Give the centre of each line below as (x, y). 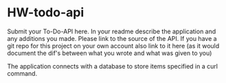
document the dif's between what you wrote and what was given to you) (110, 53)
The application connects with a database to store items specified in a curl (113, 66)
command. (22, 73)
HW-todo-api (46, 13)
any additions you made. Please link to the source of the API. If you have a (112, 38)
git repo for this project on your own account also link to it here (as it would (113, 46)
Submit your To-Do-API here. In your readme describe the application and (112, 31)
